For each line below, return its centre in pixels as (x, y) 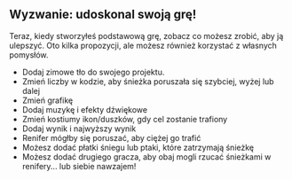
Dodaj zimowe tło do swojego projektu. (93, 72)
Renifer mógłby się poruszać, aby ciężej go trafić (111, 137)
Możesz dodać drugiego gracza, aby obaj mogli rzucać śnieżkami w (146, 157)
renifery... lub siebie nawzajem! (79, 166)
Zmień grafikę (47, 100)
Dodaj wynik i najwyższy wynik (79, 129)
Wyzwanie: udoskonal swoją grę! (103, 15)
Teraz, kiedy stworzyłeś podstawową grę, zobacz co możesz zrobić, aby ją (146, 35)
